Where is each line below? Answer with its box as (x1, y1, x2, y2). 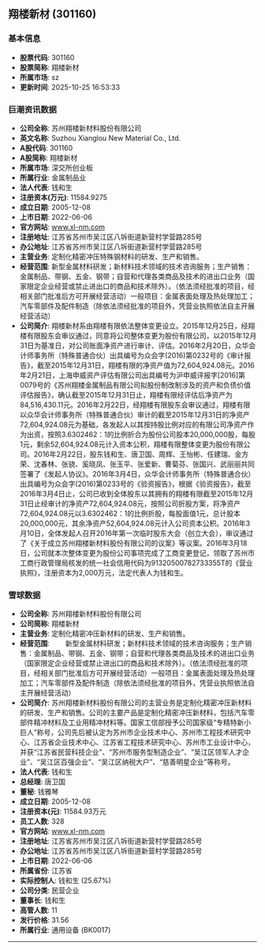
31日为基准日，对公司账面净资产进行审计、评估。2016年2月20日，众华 (19, 341, 249, 350)
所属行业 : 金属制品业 (19, 172, 87, 182)
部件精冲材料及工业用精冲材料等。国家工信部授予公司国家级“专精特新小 (19, 718, 251, 727)
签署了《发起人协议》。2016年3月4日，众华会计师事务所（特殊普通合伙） (19, 469, 256, 478)
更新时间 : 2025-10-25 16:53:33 (19, 82, 121, 92)
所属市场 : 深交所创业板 (19, 163, 93, 172)
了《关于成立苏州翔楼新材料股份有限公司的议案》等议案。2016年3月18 (19, 538, 248, 548)
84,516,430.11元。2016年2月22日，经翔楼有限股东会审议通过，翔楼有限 (19, 400, 251, 409)
